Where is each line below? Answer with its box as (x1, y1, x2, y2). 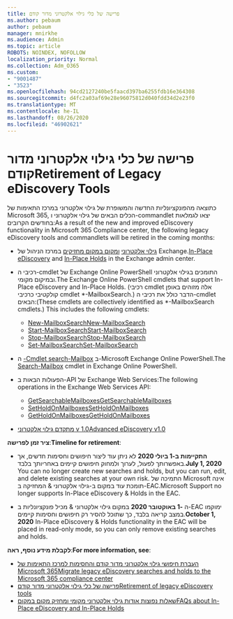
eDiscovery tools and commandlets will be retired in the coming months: (7, 234, 215, 242)
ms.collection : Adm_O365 (7, 62, 80, 69)
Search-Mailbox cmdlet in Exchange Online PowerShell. (17, 362, 178, 371)
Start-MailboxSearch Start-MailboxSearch (27, 326, 147, 334)
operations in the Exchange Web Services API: (17, 383, 151, 392)
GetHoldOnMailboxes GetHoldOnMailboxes (27, 411, 151, 420)
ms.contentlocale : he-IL (7, 108, 80, 115)
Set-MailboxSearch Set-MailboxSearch (27, 341, 138, 350)
